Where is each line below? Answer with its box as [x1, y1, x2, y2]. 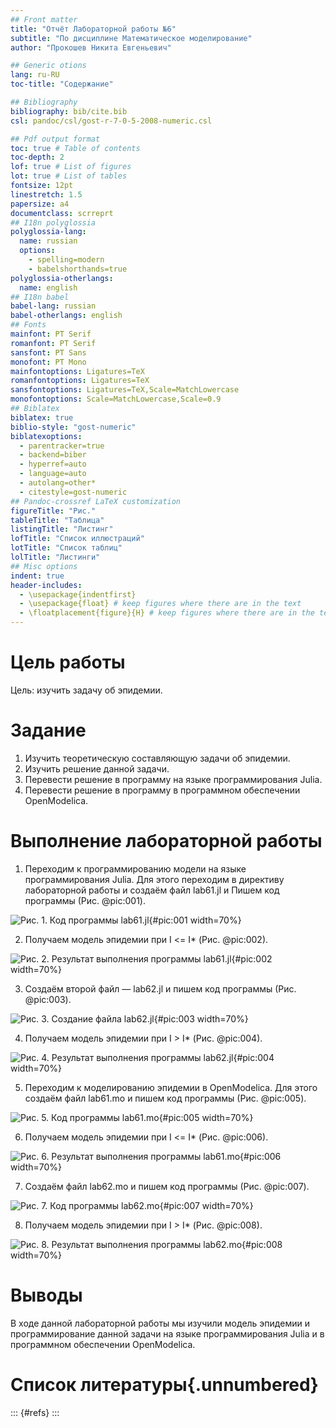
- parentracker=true [19, 441, 105, 451]
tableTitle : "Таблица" [10, 515, 105, 525]
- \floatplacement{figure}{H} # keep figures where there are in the [19, 608, 315, 618]
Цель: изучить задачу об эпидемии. [10, 684, 163, 696]
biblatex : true [10, 412, 74, 423]
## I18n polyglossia [10, 217, 97, 228]
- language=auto [19, 469, 87, 479]
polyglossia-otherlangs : [10, 273, 114, 283]
